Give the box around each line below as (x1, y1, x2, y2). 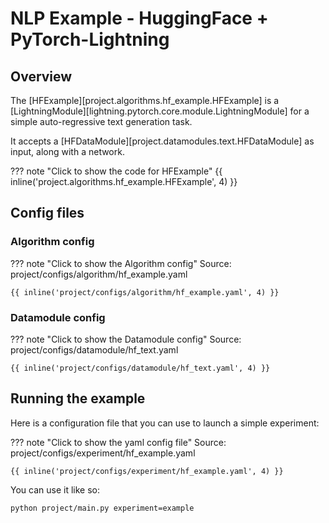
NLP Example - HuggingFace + (10, 7, 269, 30)
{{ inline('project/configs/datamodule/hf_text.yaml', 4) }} (10, 363, 271, 373)
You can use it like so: (10, 483, 100, 496)
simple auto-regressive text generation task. (10, 116, 193, 127)
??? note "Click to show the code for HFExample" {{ (10, 165, 223, 177)
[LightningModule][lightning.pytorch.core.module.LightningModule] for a (10, 105, 310, 117)
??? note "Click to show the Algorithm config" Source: (10, 257, 232, 269)
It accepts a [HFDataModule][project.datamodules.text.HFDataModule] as (10, 135, 315, 147)
